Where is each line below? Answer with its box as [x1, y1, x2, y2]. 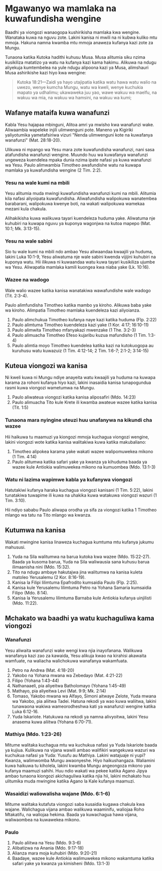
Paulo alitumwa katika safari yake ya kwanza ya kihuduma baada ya [12, 459, 147, 465]
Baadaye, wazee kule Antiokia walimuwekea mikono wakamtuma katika [12, 855, 154, 861]
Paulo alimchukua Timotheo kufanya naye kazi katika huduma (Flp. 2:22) [12, 316, 157, 322]
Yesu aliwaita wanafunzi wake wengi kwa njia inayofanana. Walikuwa [5, 647, 143, 653]
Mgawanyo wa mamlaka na [5, 3, 117, 14]
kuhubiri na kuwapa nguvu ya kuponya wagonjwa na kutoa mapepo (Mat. [5, 221, 151, 226]
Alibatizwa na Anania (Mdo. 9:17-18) [12, 845, 84, 851]
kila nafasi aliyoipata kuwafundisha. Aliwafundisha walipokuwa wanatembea [5, 195, 157, 202]
